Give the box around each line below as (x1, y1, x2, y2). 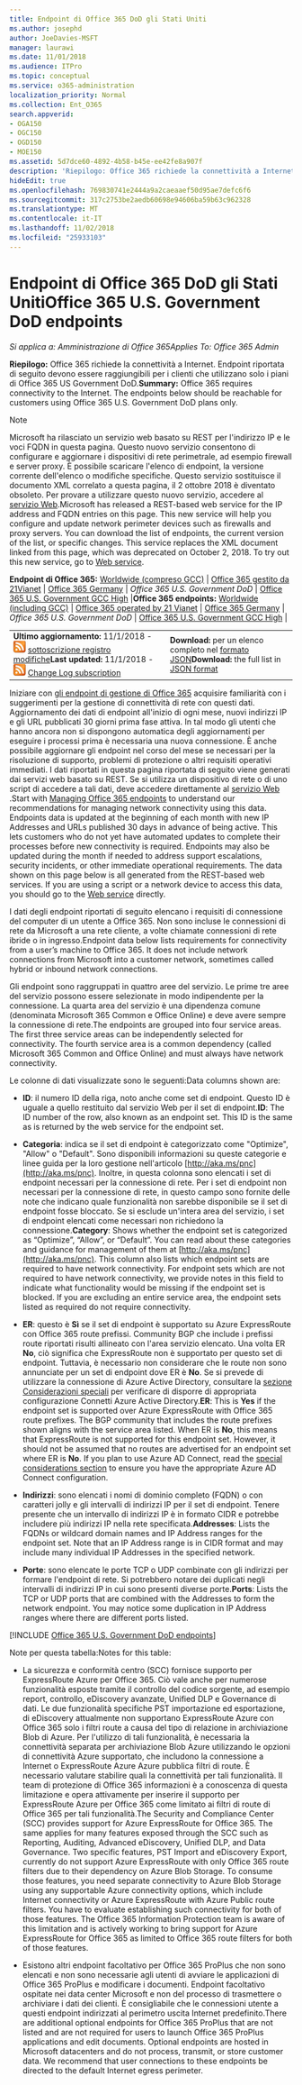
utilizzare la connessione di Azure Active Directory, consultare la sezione (22, 1376, 292, 1387)
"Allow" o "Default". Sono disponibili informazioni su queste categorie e (22, 1148, 287, 1159)
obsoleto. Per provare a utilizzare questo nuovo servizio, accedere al (9, 489, 263, 500)
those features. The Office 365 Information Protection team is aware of (22, 1913, 286, 1924)
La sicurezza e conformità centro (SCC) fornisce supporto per (22, 1664, 253, 1675)
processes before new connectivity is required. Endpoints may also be (9, 841, 271, 851)
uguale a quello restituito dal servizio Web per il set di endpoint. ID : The (22, 1102, 285, 1113)
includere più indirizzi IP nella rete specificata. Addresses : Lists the (22, 1518, 271, 1529)
